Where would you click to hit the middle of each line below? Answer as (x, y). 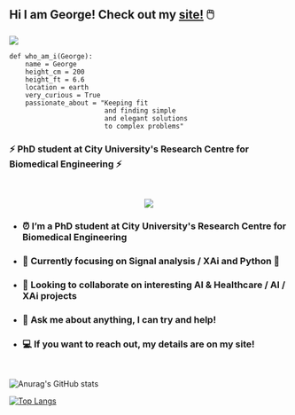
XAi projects (49, 295)
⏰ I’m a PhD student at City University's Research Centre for (154, 226)
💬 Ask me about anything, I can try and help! (119, 319)
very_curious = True (63, 95)
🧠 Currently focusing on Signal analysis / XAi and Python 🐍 (151, 261)
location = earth (57, 87)
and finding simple (140, 110)
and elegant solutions (146, 118)
